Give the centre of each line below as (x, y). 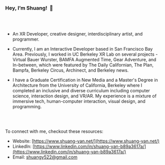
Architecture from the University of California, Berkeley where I (77, 85)
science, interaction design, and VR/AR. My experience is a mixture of (84, 96)
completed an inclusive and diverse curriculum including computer (81, 91)
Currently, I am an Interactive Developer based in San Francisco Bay (82, 49)
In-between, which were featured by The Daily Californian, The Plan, (83, 65)
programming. (27, 107)
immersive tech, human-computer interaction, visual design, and (79, 101)
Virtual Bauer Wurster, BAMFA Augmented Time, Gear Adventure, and (84, 60)
